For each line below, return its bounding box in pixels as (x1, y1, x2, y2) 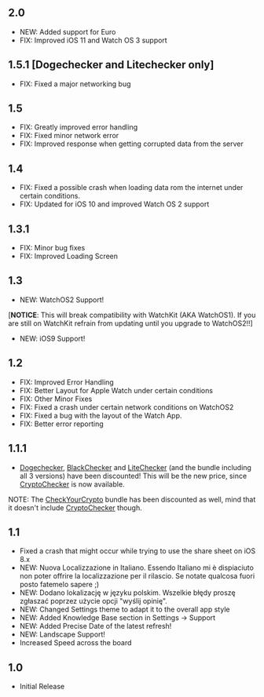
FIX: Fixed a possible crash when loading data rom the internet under (19, 183, 244, 192)
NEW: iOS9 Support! (19, 334, 86, 343)
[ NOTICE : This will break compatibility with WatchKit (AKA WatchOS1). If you (8, 310, 256, 319)
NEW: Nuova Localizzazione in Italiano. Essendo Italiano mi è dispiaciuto (19, 563, 254, 572)
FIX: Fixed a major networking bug (19, 78, 131, 89)
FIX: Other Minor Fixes (19, 394, 93, 403)
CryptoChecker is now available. (19, 479, 125, 489)
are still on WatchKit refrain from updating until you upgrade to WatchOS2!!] (8, 318, 253, 328)
